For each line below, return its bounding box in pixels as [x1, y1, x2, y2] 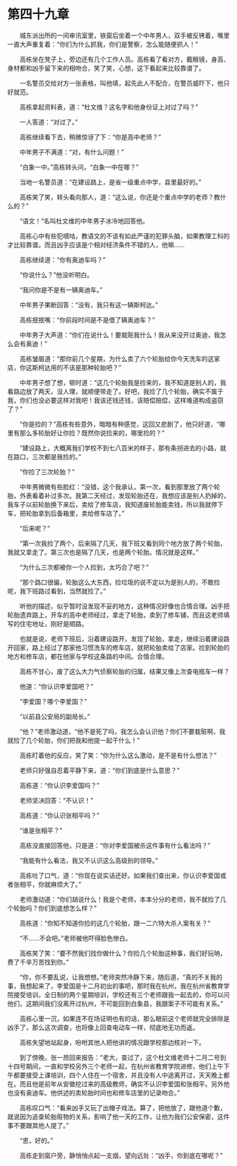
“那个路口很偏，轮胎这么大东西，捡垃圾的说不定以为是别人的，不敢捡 [19, 577, 221, 587]
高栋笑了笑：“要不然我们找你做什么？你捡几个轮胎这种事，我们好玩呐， [19, 948, 227, 958]
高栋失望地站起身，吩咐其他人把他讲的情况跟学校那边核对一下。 [19, 1038, 205, 1047]
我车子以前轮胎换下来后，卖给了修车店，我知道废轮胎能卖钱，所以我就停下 [7, 500, 224, 509]
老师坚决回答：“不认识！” [19, 796, 94, 804]
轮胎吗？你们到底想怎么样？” [13, 904, 97, 912]
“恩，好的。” [19, 1136, 54, 1145]
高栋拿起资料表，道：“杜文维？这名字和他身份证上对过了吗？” [19, 102, 199, 111]
